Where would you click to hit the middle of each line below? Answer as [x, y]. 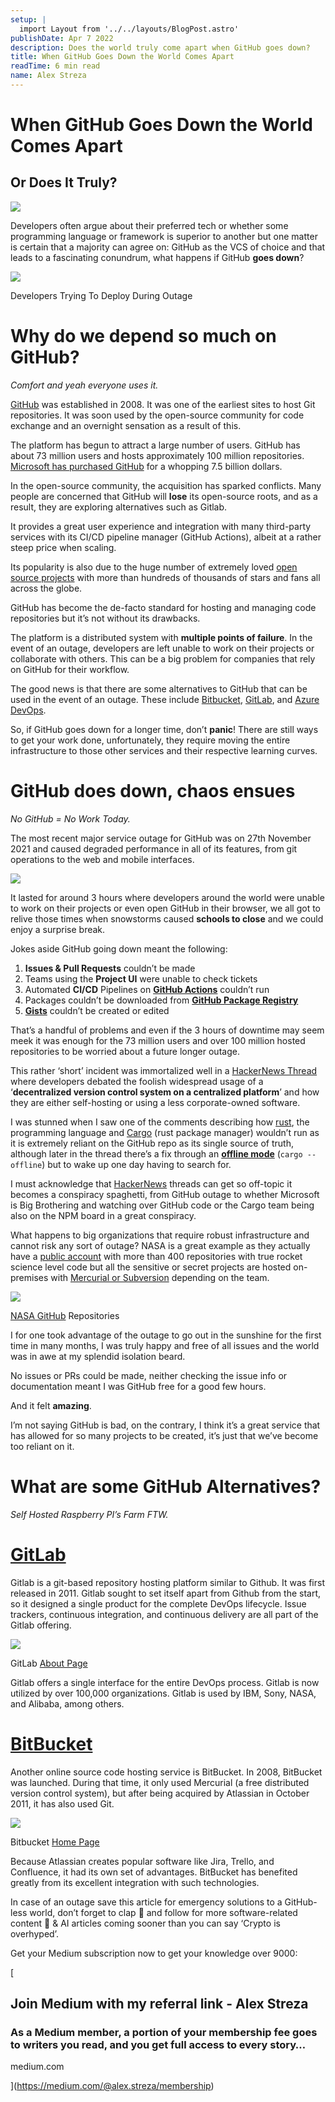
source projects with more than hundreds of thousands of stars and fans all [165, 577]
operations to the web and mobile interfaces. [102, 859]
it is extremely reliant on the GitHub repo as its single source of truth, [152, 1143]
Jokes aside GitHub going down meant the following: [119, 948]
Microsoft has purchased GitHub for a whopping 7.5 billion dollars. [146, 466]
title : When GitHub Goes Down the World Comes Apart [122, 57]
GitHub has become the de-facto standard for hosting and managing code [163, 607]
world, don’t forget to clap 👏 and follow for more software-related [163, 1912]
